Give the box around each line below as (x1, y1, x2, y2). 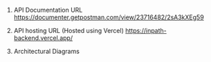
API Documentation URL (13, 6, 83, 14)
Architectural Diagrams (13, 48, 80, 55)
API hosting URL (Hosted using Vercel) (13, 27, 125, 34)
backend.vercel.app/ (13, 34, 73, 42)
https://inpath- (125, 27, 167, 34)
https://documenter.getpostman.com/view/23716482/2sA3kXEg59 (13, 13, 204, 21)
